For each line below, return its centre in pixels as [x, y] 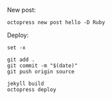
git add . [21, 60]
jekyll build [26, 84]
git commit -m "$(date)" [42, 66]
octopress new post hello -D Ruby [56, 23]
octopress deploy [32, 90]
